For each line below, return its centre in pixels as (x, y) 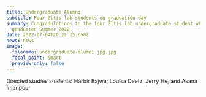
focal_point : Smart (37, 58)
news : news (20, 41)
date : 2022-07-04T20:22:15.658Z (48, 35)
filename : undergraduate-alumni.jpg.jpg (64, 52)
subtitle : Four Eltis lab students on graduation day (77, 18)
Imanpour (18, 87)
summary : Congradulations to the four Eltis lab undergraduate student (100, 23)
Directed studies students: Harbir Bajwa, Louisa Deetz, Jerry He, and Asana (102, 81)
